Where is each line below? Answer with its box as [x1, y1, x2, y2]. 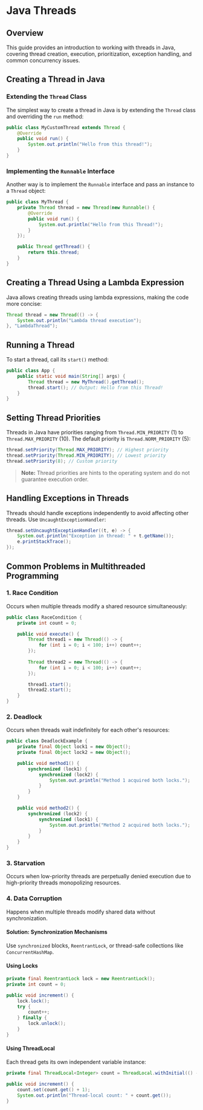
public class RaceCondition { [6, 614, 83, 621]
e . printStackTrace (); [17, 539, 71, 545]
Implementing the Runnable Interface [6, 167, 115, 175]
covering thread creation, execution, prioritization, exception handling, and [6, 50, 192, 58]
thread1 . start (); [28, 681, 71, 687]
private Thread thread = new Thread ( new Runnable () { [17, 204, 155, 211]
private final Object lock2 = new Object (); [17, 750, 131, 756]
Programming [6, 571, 59, 581]
